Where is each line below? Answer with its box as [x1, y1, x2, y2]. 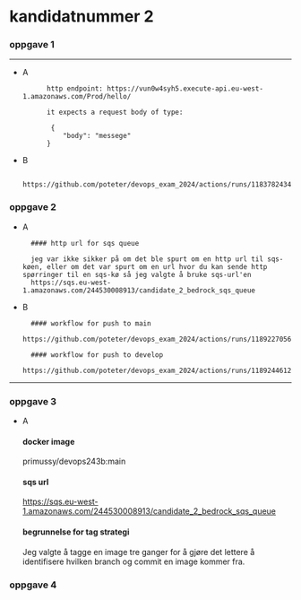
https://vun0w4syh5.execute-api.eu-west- [107, 84, 264, 93]
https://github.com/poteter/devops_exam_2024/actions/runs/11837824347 [21, 180, 296, 189]
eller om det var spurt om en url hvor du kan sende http [46, 262, 268, 271]
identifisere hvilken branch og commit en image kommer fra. [21, 556, 245, 567]
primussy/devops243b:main [21, 456, 126, 467]
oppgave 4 [9, 578, 57, 591]
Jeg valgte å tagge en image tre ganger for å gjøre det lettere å [21, 546, 255, 557]
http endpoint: [46, 84, 103, 93]
